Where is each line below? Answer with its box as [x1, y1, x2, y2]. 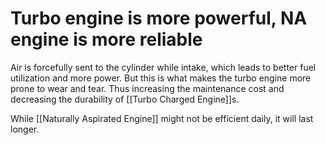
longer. [10, 123, 40, 135]
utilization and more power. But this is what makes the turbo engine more [10, 72, 312, 84]
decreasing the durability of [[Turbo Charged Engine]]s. [10, 93, 240, 105]
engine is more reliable [10, 28, 203, 51]
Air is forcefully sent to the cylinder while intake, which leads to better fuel [10, 61, 317, 73]
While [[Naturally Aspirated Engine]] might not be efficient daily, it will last [10, 112, 314, 124]
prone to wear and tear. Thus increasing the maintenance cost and [10, 82, 285, 94]
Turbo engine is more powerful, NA [10, 7, 308, 30]
